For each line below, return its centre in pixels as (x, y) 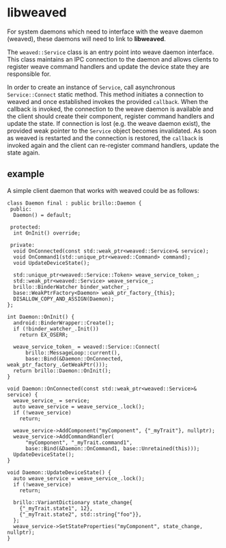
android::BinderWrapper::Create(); (64, 323)
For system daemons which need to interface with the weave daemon (105, 31)
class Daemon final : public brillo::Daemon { (74, 203)
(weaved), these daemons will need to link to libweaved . (86, 38)
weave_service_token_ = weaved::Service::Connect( (87, 347)
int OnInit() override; (47, 233)
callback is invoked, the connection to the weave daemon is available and (110, 109)
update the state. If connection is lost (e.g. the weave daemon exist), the (109, 123)
